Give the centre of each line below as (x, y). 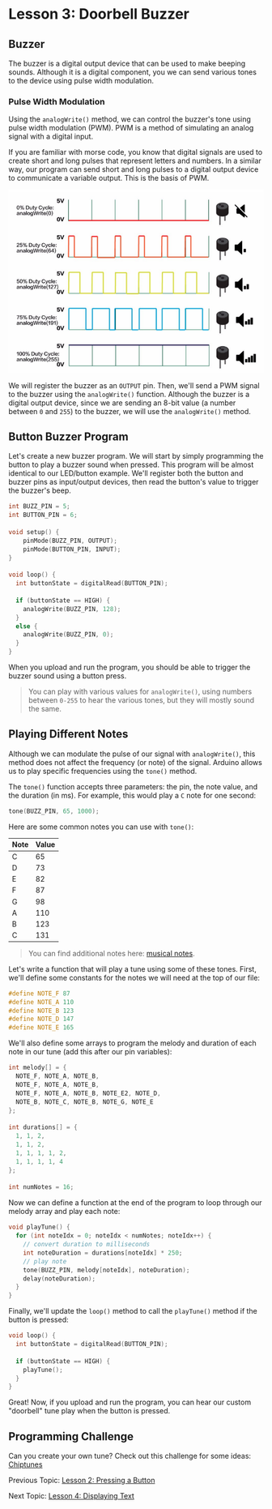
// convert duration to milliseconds (87, 1245)
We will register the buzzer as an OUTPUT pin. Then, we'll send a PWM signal (134, 385)
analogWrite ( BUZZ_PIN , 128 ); (72, 609)
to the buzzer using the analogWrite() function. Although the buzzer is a (129, 394)
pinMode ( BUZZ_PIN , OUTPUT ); (70, 541)
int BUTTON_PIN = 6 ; (43, 515)
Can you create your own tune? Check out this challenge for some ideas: (130, 1456)
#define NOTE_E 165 (41, 1028)
